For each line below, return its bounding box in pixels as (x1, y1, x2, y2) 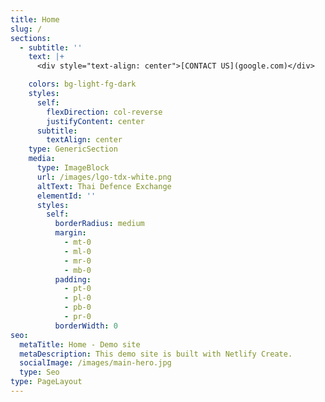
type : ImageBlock (36, 163, 110, 173)
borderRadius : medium (54, 219, 145, 229)
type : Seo (19, 367, 60, 378)
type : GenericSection (28, 144, 118, 155)
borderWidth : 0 (54, 321, 118, 331)
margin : (54, 228, 87, 238)
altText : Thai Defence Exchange (36, 181, 172, 191)
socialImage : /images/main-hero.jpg (19, 358, 172, 368)
